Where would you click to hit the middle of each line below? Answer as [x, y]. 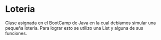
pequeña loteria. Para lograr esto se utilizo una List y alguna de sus [74, 28]
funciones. [16, 33]
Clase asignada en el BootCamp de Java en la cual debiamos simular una [80, 23]
